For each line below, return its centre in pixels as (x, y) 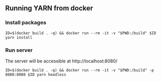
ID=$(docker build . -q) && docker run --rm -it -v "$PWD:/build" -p (80, 70)
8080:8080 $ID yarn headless (36, 74)
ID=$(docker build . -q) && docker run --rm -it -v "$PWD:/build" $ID (81, 33)
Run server (19, 50)
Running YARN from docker (49, 8)
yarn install (19, 37)
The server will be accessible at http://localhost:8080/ (61, 61)
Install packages (26, 23)
